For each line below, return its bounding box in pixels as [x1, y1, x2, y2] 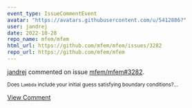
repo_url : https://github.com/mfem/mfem [7, 49, 126, 56]
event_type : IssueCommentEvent [7, 10, 97, 17]
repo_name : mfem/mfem [7, 36, 70, 43]
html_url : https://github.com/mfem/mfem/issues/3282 [7, 42, 162, 49]
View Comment [7, 93, 51, 101]
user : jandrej [7, 23, 48, 30]
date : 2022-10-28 [7, 29, 57, 37]
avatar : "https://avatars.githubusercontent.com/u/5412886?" [7, 17, 187, 24]
